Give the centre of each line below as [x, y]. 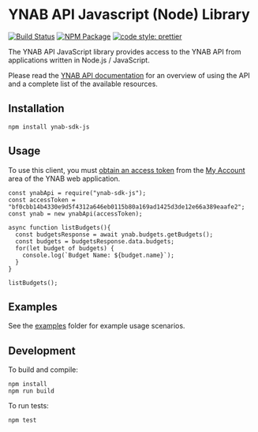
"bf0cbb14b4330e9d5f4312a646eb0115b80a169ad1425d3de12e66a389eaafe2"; [127, 207]
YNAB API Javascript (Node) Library [129, 15]
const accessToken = [42, 200]
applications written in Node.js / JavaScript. [79, 60]
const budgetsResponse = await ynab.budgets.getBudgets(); [114, 235]
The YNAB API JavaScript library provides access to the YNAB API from [125, 51]
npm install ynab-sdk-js [49, 127]
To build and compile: [43, 370]
